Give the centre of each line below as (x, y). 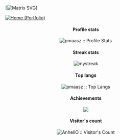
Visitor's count (86, 121)
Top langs (86, 75)
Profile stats (86, 29)
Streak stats (86, 52)
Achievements (86, 98)
